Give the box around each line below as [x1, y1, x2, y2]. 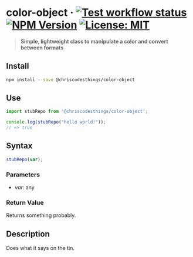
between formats [20, 44, 64, 51]
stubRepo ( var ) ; [6, 156, 43, 162]
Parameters [6, 171, 40, 179]
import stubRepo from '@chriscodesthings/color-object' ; [6, 109, 148, 115]
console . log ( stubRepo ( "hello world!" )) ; [6, 119, 107, 125]
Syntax [6, 141, 33, 151]
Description [6, 229, 50, 239]
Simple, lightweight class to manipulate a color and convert [20, 38, 168, 45]
